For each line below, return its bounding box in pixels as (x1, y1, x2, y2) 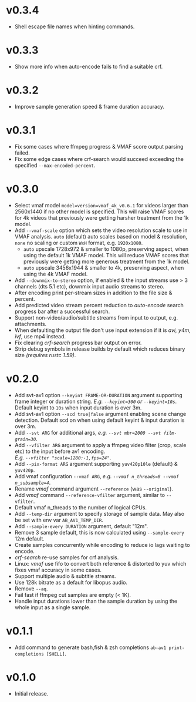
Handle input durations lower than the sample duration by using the (14, 597, 178, 604)
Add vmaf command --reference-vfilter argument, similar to (14, 491, 165, 498)
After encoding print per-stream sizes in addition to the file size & (14, 289, 173, 296)
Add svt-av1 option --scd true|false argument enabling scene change (14, 410, 187, 417)
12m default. (14, 535, 45, 542)
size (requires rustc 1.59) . (14, 351, 76, 358)
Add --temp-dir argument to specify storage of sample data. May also (14, 510, 185, 517)
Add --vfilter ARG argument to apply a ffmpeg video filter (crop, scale (14, 441, 187, 448)
